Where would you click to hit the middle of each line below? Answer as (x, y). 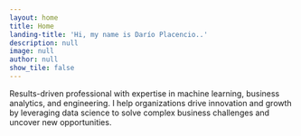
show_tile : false (42, 68)
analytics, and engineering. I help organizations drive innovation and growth (150, 103)
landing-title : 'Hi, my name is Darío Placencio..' (108, 34)
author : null (34, 59)
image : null (32, 51)
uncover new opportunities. (61, 122)
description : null (44, 43)
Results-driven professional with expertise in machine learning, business (145, 93)
